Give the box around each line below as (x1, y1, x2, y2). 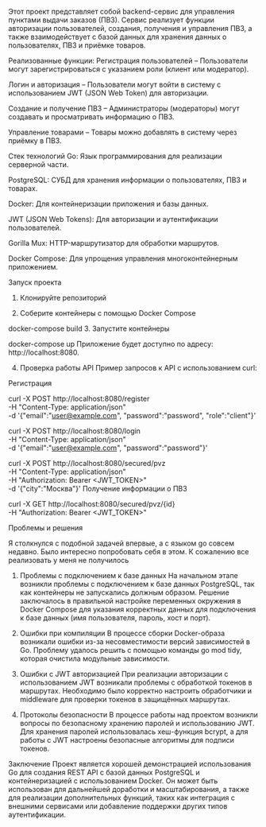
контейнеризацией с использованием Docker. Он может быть (8, 776, 218, 786)
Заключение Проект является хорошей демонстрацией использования (8, 759, 252, 768)
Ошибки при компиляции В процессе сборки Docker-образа (19, 628, 226, 638)
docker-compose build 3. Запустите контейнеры (8, 324, 170, 333)
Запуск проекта (8, 278, 62, 287)
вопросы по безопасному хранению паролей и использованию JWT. (19, 719, 256, 728)
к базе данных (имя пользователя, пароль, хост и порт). (19, 613, 211, 623)
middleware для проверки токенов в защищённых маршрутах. (19, 695, 230, 704)
